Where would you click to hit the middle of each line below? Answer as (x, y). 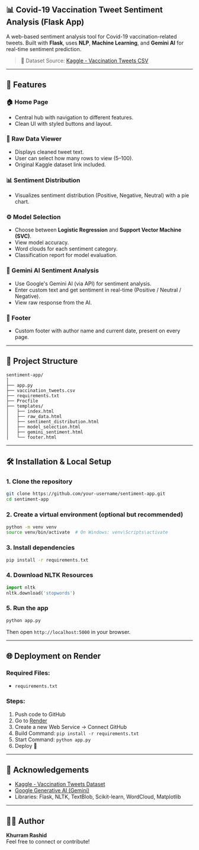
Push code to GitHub (40, 714)
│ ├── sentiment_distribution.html (53, 421)
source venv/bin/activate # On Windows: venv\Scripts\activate (87, 532)
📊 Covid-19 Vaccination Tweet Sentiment (84, 10)
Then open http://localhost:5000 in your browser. (68, 632)
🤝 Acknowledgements (48, 770)
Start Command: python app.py (53, 739)
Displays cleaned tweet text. (49, 152)
